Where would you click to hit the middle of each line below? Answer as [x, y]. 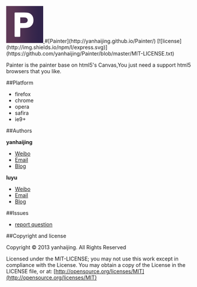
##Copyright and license [36, 236]
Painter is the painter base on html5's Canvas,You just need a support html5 [98, 65]
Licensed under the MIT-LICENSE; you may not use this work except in [92, 259]
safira [22, 113]
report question [34, 224]
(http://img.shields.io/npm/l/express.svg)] [57, 47]
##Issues [17, 213]
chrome [24, 100]
